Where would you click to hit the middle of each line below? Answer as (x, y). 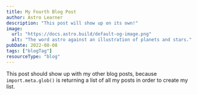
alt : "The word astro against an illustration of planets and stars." (102, 40)
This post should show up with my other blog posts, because (82, 73)
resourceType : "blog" (33, 57)
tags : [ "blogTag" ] (29, 51)
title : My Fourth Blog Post (41, 12)
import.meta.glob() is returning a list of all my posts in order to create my (97, 80)
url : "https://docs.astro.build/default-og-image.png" (82, 34)
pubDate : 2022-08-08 (32, 46)
